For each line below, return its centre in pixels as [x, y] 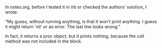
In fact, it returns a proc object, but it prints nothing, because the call [75, 36]
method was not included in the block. [44, 41]
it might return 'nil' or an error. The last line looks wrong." [63, 27]
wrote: [12, 12]
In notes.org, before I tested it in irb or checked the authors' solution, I [76, 7]
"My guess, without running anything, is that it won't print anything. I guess [81, 22]
